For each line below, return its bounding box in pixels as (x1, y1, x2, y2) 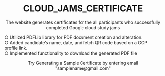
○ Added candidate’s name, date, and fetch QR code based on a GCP (4, 39, 148, 45)
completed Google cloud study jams (46, 24, 120, 30)
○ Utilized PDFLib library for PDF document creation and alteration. (4, 34, 143, 40)
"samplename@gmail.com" (55, 65, 111, 71)
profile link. (4, 45, 28, 51)
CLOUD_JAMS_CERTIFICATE (23, 3, 143, 14)
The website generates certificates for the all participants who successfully (6, 19, 160, 25)
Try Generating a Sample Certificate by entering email (27, 60, 139, 66)
